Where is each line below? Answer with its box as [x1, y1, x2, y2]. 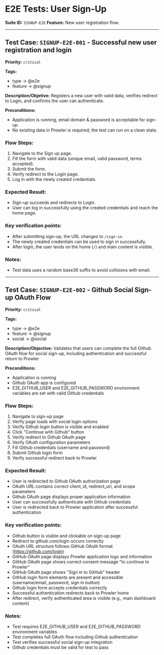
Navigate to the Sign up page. [12, 151, 72, 156]
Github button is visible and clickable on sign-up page [12, 533, 121, 539]
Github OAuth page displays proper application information [12, 494, 131, 500]
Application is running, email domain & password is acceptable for [12, 116, 145, 123]
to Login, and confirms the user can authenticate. [5, 98, 104, 104]
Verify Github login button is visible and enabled [12, 424, 109, 430]
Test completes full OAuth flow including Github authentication [12, 634, 138, 640]
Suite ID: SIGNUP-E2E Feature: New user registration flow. [5, 20, 120, 25]
